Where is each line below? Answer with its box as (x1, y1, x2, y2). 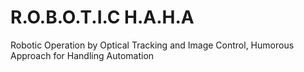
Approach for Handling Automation (10, 49, 155, 61)
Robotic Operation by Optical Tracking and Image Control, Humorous (10, 39, 295, 51)
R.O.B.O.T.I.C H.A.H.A (10, 6, 195, 29)
